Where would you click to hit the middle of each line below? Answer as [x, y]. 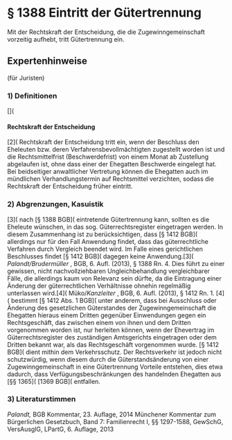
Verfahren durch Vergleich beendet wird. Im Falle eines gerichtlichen [105, 249]
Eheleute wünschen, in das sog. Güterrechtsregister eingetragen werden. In [115, 227]
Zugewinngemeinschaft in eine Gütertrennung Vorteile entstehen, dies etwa [115, 367]
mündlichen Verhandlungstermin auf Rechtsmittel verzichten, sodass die [111, 179]
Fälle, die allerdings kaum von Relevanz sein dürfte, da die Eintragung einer [114, 278]
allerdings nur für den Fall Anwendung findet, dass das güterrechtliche [108, 241]
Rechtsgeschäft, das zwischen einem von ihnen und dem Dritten [99, 322]
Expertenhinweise [47, 61]
